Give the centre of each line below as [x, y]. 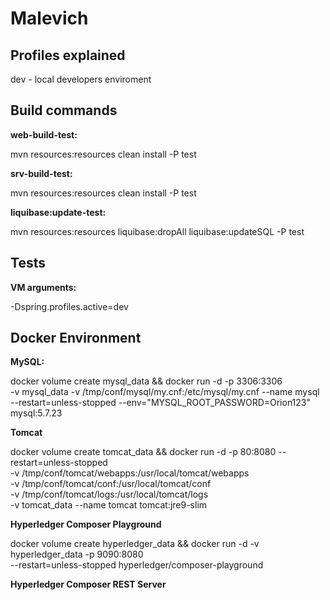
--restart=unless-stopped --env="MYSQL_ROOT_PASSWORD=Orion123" [161, 403]
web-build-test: [44, 134]
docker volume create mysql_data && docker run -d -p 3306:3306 [146, 381]
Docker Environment [76, 338]
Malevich [49, 18]
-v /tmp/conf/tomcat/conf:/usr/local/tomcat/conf [111, 484]
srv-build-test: [41, 173]
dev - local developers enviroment [81, 79]
